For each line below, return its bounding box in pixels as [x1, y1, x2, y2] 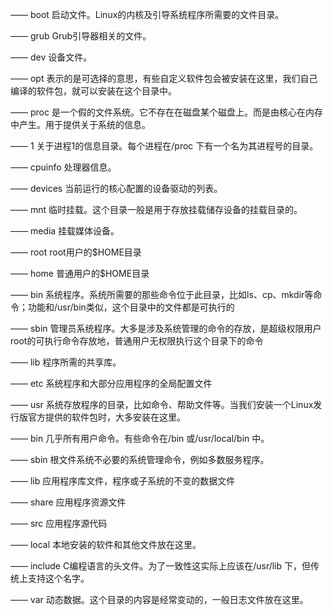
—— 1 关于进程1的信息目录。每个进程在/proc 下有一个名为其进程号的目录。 [10, 140, 319, 152]
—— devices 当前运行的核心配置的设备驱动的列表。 [10, 183, 223, 194]
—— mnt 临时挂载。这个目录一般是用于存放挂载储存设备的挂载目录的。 [10, 204, 303, 215]
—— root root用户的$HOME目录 [10, 246, 142, 258]
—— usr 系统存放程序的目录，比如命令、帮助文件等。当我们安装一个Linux [10, 399, 314, 410]
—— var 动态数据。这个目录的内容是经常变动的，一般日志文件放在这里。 [10, 594, 309, 605]
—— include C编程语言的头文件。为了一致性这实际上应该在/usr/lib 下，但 [10, 560, 312, 572]
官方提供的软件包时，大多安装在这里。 [27, 411, 186, 423]
